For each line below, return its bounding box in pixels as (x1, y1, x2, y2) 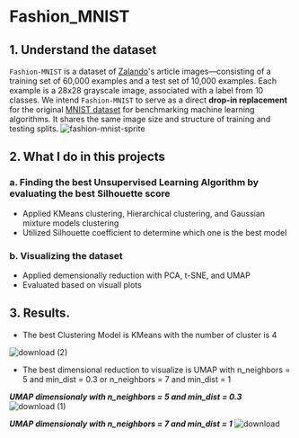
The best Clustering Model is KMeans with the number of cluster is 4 (22, 329, 277, 340)
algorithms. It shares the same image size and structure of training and (9, 114, 271, 124)
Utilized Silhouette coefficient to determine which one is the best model (22, 227, 287, 237)
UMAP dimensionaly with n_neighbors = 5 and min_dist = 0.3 (9, 391, 242, 402)
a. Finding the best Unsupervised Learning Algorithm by (9, 176, 259, 189)
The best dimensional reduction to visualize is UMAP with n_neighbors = (22, 364, 291, 375)
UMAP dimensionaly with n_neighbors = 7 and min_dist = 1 (9, 418, 233, 429)
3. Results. (9, 306, 70, 321)
